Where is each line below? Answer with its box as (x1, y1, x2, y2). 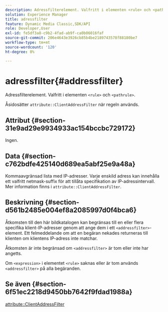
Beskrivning (5, 198, 44, 207)
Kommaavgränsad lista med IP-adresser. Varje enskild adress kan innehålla (5, 173, 160, 179)
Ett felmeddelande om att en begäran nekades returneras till (24, 230, 148, 236)
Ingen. (5, 137, 18, 143)
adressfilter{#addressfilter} (5, 75, 123, 87)
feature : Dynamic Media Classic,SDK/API (5, 21, 91, 27)
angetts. (5, 250, 22, 256)
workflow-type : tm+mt (5, 40, 50, 45)
